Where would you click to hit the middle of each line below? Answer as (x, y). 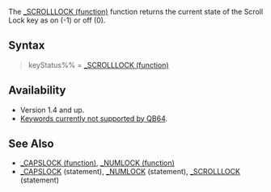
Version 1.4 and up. (52, 110)
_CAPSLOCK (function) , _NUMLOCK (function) (97, 163)
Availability (37, 91)
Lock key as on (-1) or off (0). (57, 20)
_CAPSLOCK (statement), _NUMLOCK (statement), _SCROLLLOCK (130, 172)
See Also (31, 144)
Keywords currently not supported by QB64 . (94, 118)
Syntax (27, 46)
